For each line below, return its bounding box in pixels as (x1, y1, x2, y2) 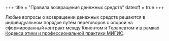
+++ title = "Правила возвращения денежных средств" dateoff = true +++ (5, 5, 164, 10)
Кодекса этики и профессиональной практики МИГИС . (5, 30, 125, 36)
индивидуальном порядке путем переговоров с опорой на (5, 20, 133, 25)
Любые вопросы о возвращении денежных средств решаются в (5, 14, 146, 20)
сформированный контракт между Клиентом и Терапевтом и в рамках (5, 25, 160, 31)
